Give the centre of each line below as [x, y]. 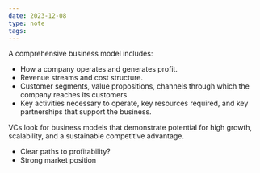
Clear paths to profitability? [65, 152]
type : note [27, 23]
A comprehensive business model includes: [81, 54]
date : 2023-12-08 [38, 16]
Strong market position [58, 160]
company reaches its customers [73, 95]
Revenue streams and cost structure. [82, 78]
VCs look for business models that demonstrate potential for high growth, [130, 128]
